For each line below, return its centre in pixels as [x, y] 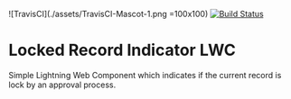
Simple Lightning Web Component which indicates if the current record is [145, 75]
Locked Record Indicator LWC [122, 50]
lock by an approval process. [62, 85]
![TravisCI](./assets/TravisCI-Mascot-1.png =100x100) [108, 14]
